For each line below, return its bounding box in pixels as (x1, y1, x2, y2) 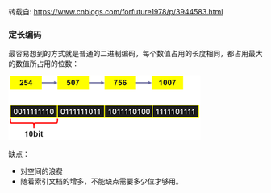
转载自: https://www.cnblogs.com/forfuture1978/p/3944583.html (8, 7, 223, 16)
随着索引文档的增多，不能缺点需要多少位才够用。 (19, 176, 183, 187)
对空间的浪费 (19, 166, 63, 176)
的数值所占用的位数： (8, 59, 79, 68)
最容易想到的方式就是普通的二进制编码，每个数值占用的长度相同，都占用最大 (8, 49, 263, 59)
